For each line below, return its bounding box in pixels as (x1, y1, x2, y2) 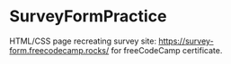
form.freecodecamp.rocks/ (9, 44, 110, 55)
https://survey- (158, 36, 214, 46)
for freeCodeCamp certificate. (111, 44, 223, 55)
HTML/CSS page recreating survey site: (9, 36, 157, 46)
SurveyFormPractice (9, 6, 167, 27)
